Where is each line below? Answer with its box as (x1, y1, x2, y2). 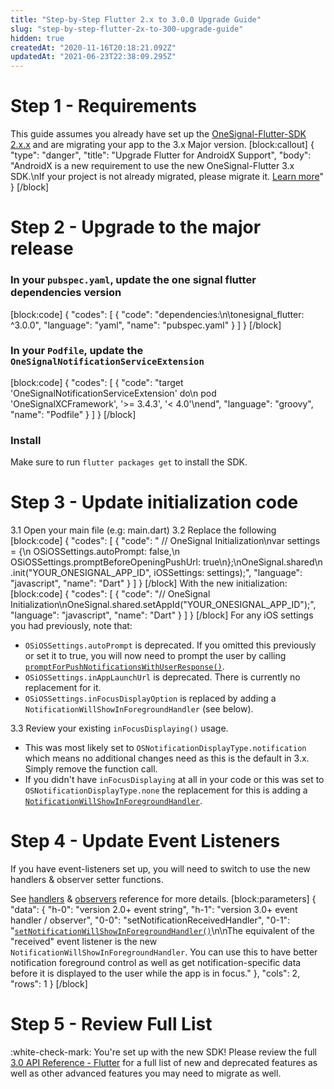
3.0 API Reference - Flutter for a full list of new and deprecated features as (10, 1056, 318, 1068)
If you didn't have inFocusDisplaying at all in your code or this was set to (24, 774, 325, 786)
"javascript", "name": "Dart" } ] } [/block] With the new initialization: (10, 577, 288, 590)
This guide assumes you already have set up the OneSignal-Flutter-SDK (10, 128, 307, 140)
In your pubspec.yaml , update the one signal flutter (10, 273, 257, 287)
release (10, 237, 74, 260)
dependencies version (10, 286, 122, 300)
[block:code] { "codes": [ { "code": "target (10, 376, 184, 388)
